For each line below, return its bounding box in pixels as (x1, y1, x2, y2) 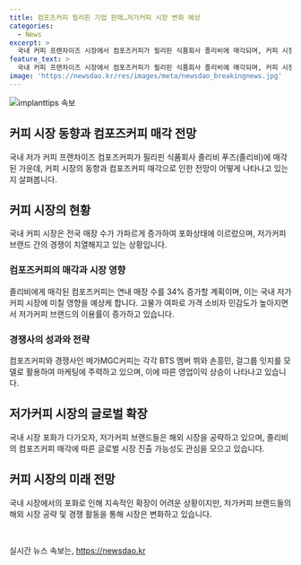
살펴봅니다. (18, 174, 58, 185)
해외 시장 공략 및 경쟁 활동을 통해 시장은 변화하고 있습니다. (9, 508, 212, 519)
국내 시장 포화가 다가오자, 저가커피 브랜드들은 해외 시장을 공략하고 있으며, (9, 431, 265, 442)
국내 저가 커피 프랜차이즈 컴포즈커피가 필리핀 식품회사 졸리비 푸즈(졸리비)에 (9, 152, 271, 162)
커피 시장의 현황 (9, 203, 91, 218)
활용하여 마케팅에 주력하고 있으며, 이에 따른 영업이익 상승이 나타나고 (25, 366, 262, 377)
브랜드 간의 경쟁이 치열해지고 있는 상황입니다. (9, 239, 168, 250)
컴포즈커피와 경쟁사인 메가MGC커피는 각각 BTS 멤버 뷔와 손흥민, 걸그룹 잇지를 (9, 355, 282, 366)
